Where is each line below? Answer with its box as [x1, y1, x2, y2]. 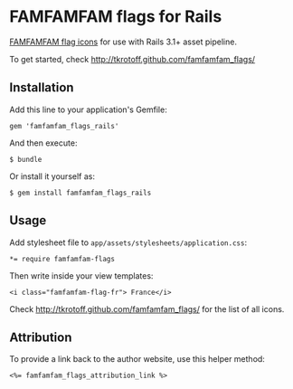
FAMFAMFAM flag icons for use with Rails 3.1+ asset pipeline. [9, 36, 238, 47]
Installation [9, 80, 74, 96]
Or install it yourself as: [9, 170, 95, 182]
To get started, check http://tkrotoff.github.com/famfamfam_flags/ [9, 53, 256, 64]
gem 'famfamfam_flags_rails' [9, 121, 119, 130]
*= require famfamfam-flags [9, 254, 116, 263]
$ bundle [9, 155, 43, 164]
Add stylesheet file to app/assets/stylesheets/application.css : [9, 237, 247, 248]
